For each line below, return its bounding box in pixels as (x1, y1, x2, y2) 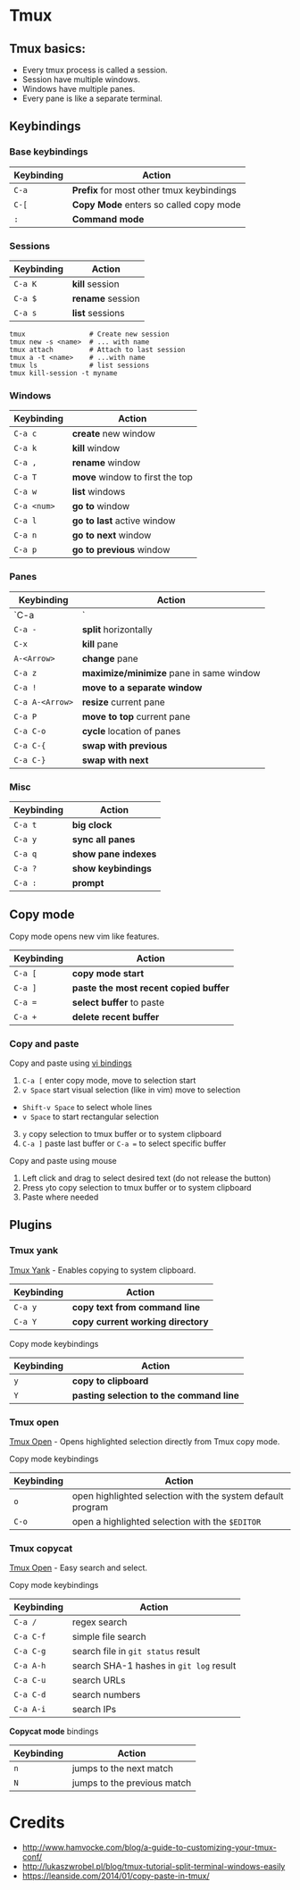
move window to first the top (71, 471, 194, 483)
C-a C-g (13, 1646, 46, 1657)
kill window (71, 442, 121, 455)
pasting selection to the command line (71, 1389, 239, 1401)
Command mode (71, 213, 145, 225)
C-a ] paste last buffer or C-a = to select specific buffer (21, 1138, 227, 1149)
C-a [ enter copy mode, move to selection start (21, 1075, 196, 1085)
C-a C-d (13, 1690, 46, 1700)
